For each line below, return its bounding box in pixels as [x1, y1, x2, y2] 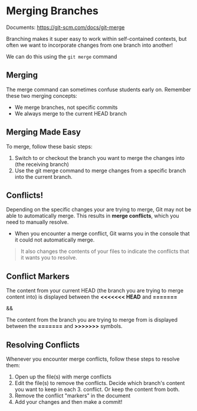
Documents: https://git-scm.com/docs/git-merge [6, 24, 125, 31]
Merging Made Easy [6, 127, 81, 137]
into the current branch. [14, 173, 73, 180]
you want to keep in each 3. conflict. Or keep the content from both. [14, 386, 180, 393]
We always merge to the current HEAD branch [14, 110, 127, 117]
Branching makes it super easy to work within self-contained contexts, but [6, 35, 187, 42]
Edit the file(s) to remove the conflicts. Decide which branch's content [14, 380, 185, 386]
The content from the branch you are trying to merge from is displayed [6, 316, 178, 323]
